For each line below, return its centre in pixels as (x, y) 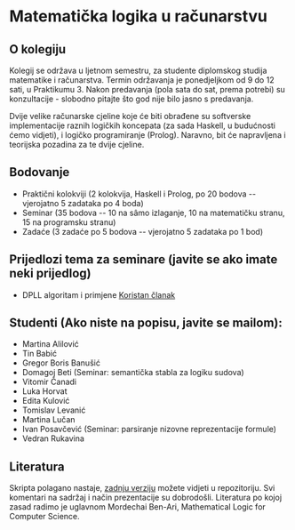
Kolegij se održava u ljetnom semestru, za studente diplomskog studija (138, 70)
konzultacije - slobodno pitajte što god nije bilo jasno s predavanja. (132, 99)
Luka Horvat (45, 391)
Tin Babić (40, 354)
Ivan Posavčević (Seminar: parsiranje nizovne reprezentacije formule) (149, 430)
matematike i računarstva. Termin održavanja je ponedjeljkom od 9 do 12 (142, 80)
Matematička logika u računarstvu (139, 16)
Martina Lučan (48, 420)
